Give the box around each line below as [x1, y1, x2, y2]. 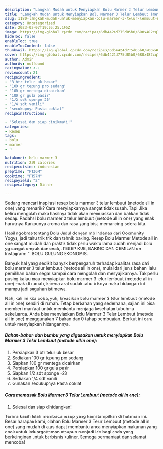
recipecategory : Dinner [5, 183, 53, 187]
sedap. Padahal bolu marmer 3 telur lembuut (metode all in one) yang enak [5, 216, 154, 221]
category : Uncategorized [5, 20, 55, 26]
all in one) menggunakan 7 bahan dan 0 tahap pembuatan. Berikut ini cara [5, 316, 153, 322]
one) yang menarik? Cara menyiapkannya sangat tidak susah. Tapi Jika [5, 205, 147, 211]
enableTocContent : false [5, 43, 55, 48]
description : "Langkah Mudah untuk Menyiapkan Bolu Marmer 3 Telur [5, 7, 145, 12]
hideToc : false [5, 34, 36, 39]
